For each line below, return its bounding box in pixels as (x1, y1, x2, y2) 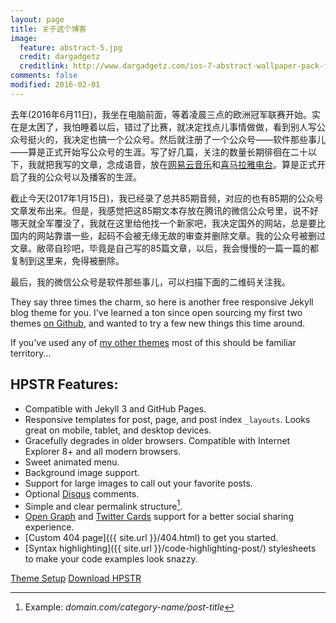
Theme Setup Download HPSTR (10, 572, 142, 585)
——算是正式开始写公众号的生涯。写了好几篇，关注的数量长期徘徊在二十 (10, 146, 308, 158)
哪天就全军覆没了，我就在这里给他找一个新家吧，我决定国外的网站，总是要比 (10, 217, 326, 229)
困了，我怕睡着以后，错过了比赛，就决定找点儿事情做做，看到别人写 (36, 121, 317, 133)
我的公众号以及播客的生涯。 (27, 171, 142, 183)
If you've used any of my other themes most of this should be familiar (10, 336, 297, 348)
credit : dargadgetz (19, 52, 101, 62)
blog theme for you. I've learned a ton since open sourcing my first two (10, 306, 303, 318)
